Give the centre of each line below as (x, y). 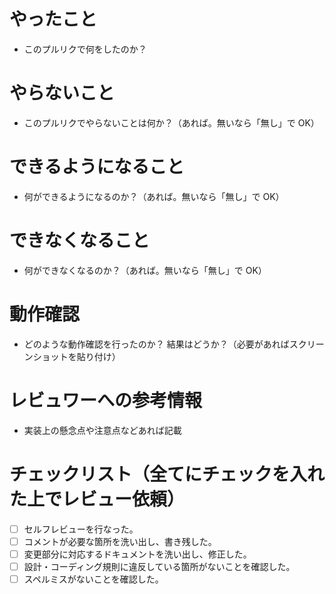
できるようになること (97, 167)
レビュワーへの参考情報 (106, 400)
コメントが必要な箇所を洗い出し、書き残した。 (120, 541)
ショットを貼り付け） (76, 356)
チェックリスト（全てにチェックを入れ (167, 474)
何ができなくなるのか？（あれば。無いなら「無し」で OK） (145, 270)
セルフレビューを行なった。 (81, 529)
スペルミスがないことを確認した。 (93, 579)
